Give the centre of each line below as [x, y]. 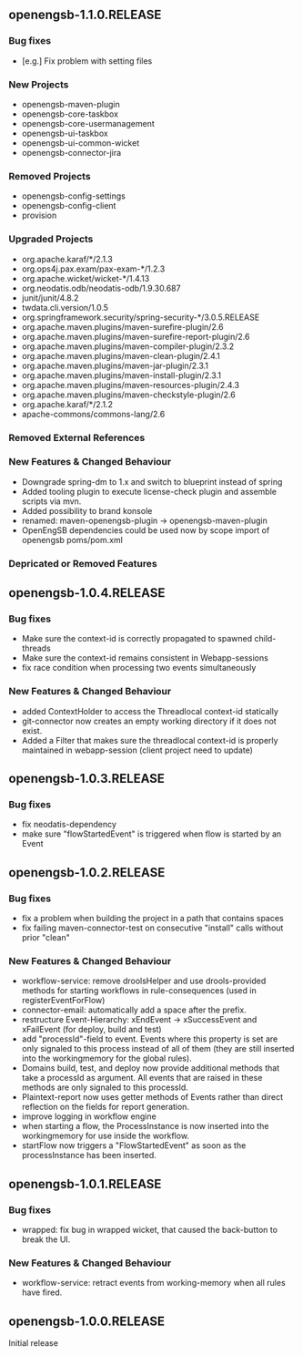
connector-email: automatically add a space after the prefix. [134, 1010]
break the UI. [46, 1239]
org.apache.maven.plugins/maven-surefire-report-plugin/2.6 [136, 336]
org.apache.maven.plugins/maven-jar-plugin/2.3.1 [115, 365]
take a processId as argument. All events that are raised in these [142, 1078]
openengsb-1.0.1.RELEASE [85, 1184]
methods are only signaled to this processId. [105, 1087]
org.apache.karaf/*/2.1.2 [67, 404]
